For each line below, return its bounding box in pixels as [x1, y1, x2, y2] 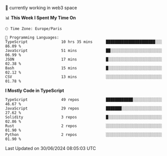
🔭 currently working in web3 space [5, 5, 77, 10]
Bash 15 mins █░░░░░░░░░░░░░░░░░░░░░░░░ [5, 65, 162, 70]
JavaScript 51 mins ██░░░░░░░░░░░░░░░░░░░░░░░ [5, 48, 162, 53]
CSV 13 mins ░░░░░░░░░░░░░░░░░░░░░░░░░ [5, 74, 162, 79]
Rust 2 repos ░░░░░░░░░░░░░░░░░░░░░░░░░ [5, 123, 162, 128]
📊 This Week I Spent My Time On [5, 15, 76, 20]
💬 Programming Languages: [5, 35, 59, 40]
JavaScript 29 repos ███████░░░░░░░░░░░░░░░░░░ [5, 106, 162, 111]
